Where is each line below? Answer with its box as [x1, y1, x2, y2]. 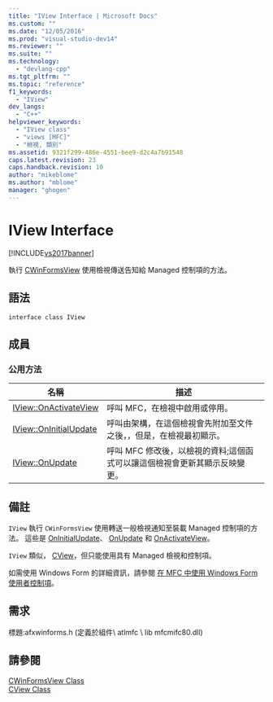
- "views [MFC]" [15, 133, 71, 141]
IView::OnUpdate [12, 457, 77, 468]
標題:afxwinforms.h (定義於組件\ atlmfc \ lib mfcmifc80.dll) [8, 627, 203, 637]
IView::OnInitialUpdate [12, 423, 97, 435]
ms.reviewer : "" [8, 42, 63, 50]
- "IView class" [15, 125, 71, 134]
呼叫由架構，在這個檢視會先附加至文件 [106, 418, 253, 429]
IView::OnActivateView [12, 402, 99, 414]
